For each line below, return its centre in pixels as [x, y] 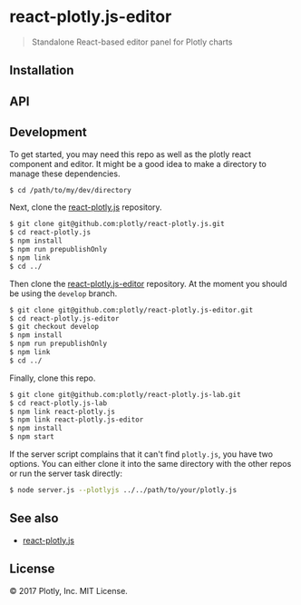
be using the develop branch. [63, 293]
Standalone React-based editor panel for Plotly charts [132, 42]
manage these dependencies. [65, 174]
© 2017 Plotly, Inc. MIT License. [69, 590]
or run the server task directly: [66, 473]
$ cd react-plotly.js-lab [58, 403]
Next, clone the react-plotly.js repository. [86, 207]
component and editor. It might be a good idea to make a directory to [138, 164]
